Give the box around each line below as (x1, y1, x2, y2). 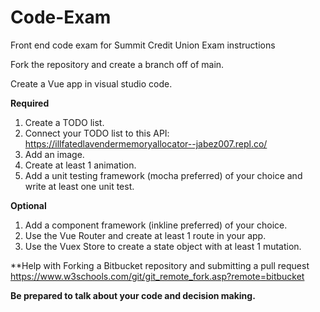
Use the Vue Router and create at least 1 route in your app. (24, 229, 267, 241)
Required (10, 97, 50, 109)
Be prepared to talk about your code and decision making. (10, 289, 256, 301)
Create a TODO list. (24, 116, 105, 128)
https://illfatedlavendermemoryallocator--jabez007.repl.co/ (24, 137, 268, 150)
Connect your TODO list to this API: (24, 127, 170, 139)
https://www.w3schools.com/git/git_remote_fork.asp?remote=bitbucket (10, 270, 305, 282)
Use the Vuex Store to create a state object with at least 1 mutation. (24, 240, 302, 252)
